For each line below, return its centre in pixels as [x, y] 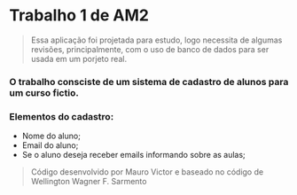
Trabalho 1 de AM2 [79, 16]
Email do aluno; [50, 145]
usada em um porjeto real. [78, 58]
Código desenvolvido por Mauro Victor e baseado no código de [147, 172]
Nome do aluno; [51, 136]
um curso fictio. [44, 92]
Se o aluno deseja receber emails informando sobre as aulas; [133, 155]
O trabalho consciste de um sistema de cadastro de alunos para [149, 82]
